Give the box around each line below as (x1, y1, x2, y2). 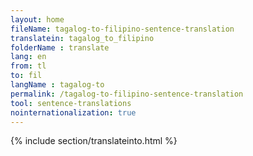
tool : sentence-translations (10, 98, 132, 108)
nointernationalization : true (10, 107, 137, 118)
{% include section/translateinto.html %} (10, 135, 178, 147)
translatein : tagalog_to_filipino (10, 33, 155, 43)
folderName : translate (10, 42, 110, 53)
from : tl (10, 61, 47, 71)
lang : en (10, 52, 47, 62)
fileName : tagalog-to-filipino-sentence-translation (10, 24, 235, 34)
